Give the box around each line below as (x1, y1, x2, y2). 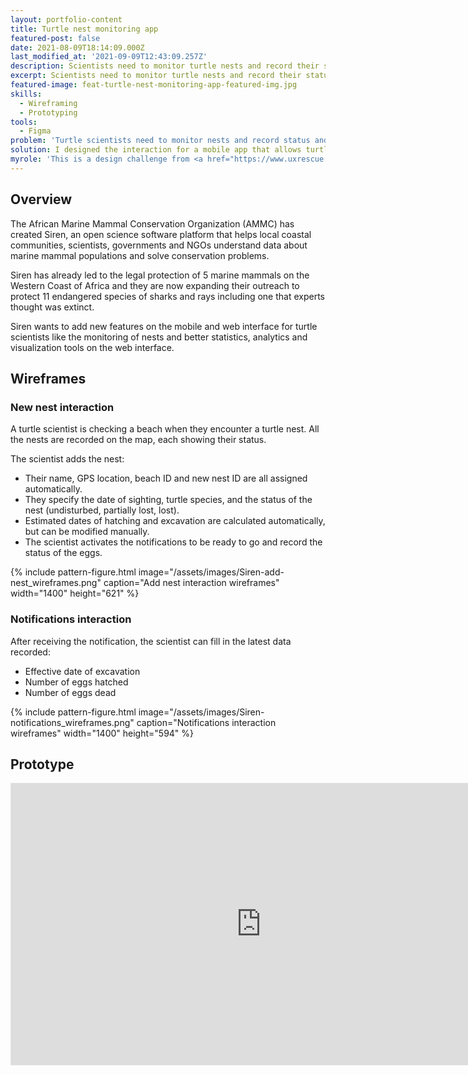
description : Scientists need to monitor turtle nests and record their (10, 61, 320, 71)
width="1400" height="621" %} (10, 587, 140, 600)
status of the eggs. (24, 547, 103, 559)
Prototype (10, 756, 75, 773)
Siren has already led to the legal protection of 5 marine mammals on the (10, 269, 310, 281)
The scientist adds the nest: (10, 453, 125, 465)
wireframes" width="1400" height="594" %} (10, 727, 195, 739)
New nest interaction (10, 400, 115, 414)
